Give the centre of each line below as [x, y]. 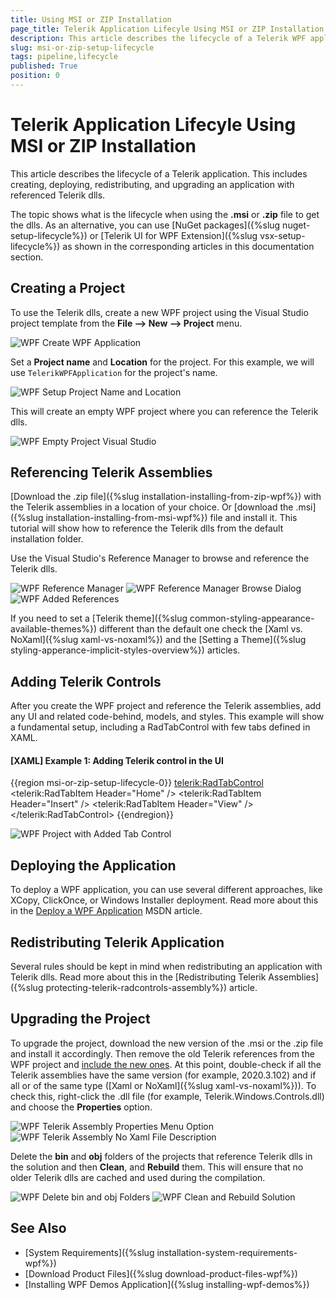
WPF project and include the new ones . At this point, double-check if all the [166, 1064]
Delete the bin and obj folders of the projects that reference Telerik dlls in [161, 1156]
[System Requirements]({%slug [89, 1252]
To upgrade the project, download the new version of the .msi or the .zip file [167, 1043]
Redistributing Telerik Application [117, 942]
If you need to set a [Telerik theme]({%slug [99, 618]
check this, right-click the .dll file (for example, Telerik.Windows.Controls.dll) [167, 1096]
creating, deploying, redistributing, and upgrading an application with [152, 184]
